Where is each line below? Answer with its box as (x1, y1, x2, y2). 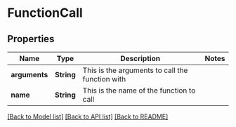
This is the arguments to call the (82, 65, 188, 75)
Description (120, 54, 160, 63)
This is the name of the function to (82, 86, 196, 95)
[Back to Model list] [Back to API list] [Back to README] (7, 112, 169, 121)
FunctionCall (7, 5, 83, 21)
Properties (7, 33, 55, 45)
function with (82, 74, 126, 83)
